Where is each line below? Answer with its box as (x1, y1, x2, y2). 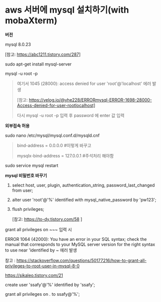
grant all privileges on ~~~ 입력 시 (5, 226, 72, 232)
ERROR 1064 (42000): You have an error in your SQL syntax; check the (5, 236, 147, 242)
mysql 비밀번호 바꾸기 (5, 172, 48, 178)
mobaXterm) (5, 15, 57, 26)
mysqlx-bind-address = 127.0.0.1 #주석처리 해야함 (16, 152, 114, 158)
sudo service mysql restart (5, 162, 59, 168)
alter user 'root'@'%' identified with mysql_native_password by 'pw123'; (12, 197, 157, 202)
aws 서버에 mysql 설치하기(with (5, 4, 129, 16)
